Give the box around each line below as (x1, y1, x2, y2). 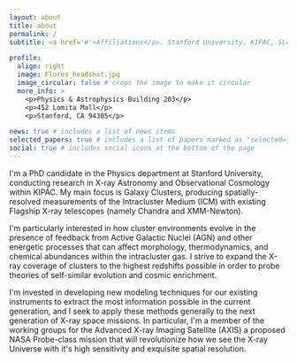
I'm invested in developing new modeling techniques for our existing (9, 287, 258, 297)
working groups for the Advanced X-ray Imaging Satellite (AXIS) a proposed (9, 324, 286, 335)
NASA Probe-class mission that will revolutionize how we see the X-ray (9, 334, 268, 344)
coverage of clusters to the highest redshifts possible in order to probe (22, 260, 280, 271)
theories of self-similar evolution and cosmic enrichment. (9, 269, 217, 280)
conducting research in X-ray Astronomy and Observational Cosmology (9, 177, 270, 188)
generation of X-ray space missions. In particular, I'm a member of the (9, 315, 265, 326)
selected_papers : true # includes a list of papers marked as (9, 135, 243, 144)
